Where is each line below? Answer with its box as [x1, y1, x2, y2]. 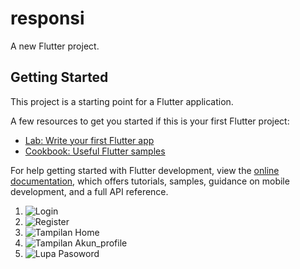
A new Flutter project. [10, 40, 100, 52]
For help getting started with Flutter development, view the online [10, 164, 280, 176]
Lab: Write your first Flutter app [24, 134, 155, 146]
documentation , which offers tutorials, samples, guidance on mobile [10, 175, 290, 187]
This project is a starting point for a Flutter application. [10, 95, 234, 107]
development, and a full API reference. [10, 185, 169, 197]
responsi [10, 7, 85, 30]
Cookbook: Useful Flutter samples [24, 145, 166, 157]
